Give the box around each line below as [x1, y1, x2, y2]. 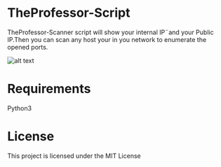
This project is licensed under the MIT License [7, 152, 142, 160]
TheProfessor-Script [7, 5, 130, 21]
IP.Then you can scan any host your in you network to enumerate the [7, 35, 207, 43]
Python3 [7, 103, 32, 112]
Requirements [7, 81, 91, 97]
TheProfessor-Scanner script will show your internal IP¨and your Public [7, 28, 214, 36]
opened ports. [7, 43, 48, 51]
